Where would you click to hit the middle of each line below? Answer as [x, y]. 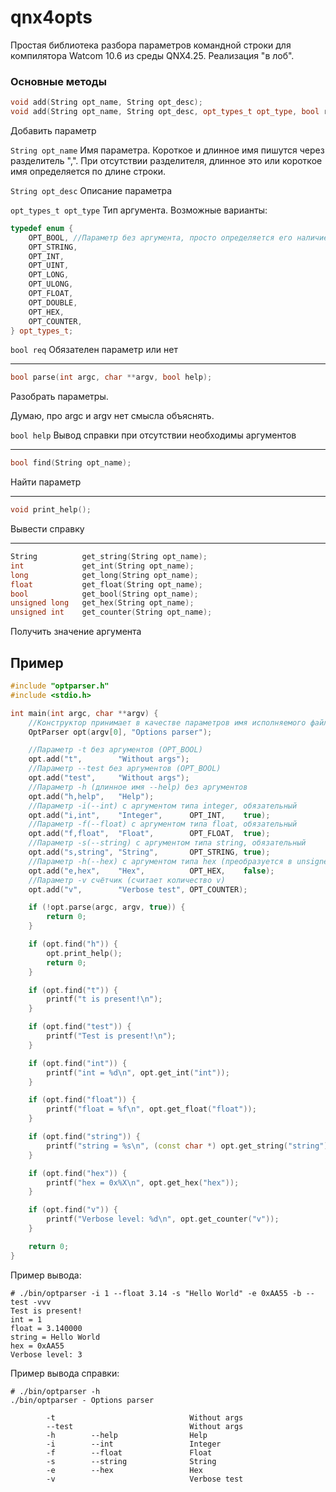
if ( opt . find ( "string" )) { [84, 1137]
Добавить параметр [53, 130]
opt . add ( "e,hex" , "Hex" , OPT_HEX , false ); [151, 871]
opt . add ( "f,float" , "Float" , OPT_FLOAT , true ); [149, 834]
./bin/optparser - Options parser [82, 1400]
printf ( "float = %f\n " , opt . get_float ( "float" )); [151, 1109]
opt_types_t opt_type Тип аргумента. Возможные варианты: [139, 210]
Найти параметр [46, 482]
